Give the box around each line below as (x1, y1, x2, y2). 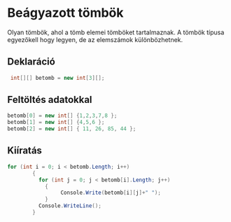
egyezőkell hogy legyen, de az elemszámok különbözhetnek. (7, 35, 183, 43)
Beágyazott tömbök (7, 5, 124, 21)
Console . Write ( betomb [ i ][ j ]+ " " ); (60, 189, 161, 197)
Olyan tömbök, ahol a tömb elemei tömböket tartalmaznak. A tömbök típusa (7, 28, 225, 36)
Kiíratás (7, 145, 42, 157)
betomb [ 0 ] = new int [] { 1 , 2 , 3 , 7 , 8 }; (7, 112, 118, 120)
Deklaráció (7, 56, 56, 68)
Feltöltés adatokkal (7, 94, 92, 106)
